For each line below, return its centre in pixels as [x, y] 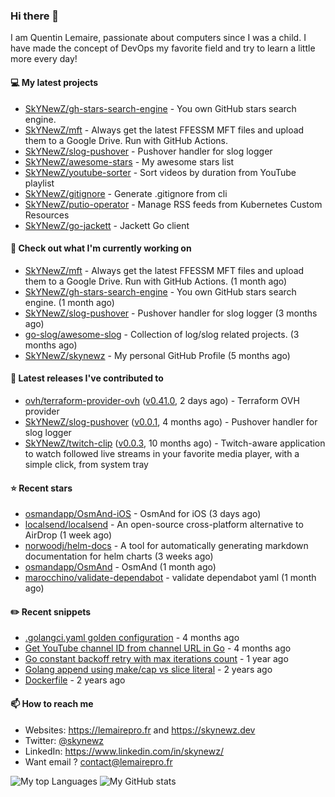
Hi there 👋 [35, 16]
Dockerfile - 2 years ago [75, 680]
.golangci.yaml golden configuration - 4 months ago [132, 638]
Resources [47, 215]
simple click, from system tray [86, 464]
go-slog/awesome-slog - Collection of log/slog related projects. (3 [162, 334]
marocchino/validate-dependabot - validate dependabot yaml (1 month [170, 578]
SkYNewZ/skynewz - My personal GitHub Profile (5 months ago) [157, 355]
